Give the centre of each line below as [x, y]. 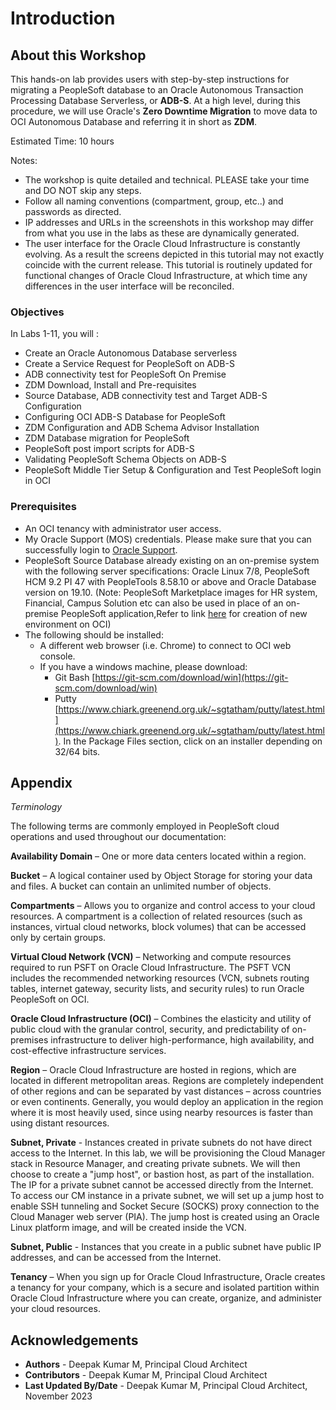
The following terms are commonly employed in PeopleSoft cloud [145, 826]
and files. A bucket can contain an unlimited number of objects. [141, 886]
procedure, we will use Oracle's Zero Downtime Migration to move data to [164, 111]
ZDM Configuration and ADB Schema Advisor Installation [142, 428]
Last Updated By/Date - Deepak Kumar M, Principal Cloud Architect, [166, 1386]
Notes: [24, 160]
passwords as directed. [73, 211]
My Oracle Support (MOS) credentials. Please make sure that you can [168, 539]
